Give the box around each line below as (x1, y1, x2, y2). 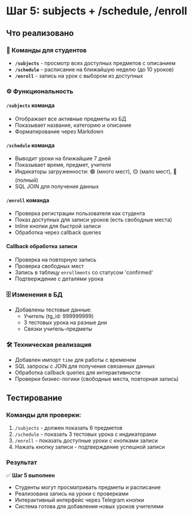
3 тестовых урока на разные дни (23, 319, 107, 326)
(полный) (14, 176, 39, 184)
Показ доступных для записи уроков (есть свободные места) (14, 216, 173, 224)
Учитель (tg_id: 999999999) (23, 312, 94, 319)
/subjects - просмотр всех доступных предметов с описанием (14, 59, 176, 66)
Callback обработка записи (6, 243, 77, 249)
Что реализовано (6, 28, 74, 38)
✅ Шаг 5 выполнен (6, 472, 55, 479)
